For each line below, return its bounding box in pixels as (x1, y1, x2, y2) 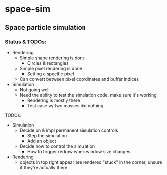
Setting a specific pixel (27, 71, 74, 77)
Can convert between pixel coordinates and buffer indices (19, 76, 139, 82)
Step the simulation (27, 132, 67, 138)
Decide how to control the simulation (19, 143, 95, 149)
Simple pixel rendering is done (19, 65, 82, 71)
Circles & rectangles (27, 60, 69, 66)
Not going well (19, 86, 50, 93)
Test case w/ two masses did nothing (27, 102, 104, 108)
